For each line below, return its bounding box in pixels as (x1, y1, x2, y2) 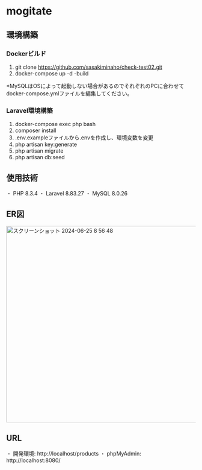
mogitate (6, 4, 52, 18)
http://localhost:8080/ (6, 457, 61, 464)
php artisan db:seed (14, 154, 65, 161)
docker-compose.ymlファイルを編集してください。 (6, 89, 133, 97)
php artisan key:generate (14, 141, 78, 148)
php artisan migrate (14, 147, 64, 154)
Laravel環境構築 (6, 106, 53, 115)
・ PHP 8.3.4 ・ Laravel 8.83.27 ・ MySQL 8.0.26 (6, 189, 128, 197)
